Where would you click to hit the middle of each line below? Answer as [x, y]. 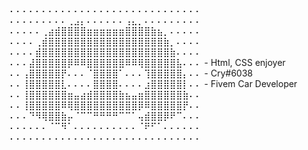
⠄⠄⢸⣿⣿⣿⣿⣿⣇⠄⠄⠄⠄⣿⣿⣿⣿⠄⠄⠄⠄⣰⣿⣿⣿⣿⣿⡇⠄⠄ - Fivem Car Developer [153, 83]
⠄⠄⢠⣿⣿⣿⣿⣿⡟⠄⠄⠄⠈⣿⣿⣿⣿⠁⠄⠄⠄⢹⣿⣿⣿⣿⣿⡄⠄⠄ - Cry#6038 [131, 73]
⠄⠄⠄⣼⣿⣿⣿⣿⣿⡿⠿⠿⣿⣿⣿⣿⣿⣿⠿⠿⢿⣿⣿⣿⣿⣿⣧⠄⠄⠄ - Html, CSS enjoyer [147, 62]
